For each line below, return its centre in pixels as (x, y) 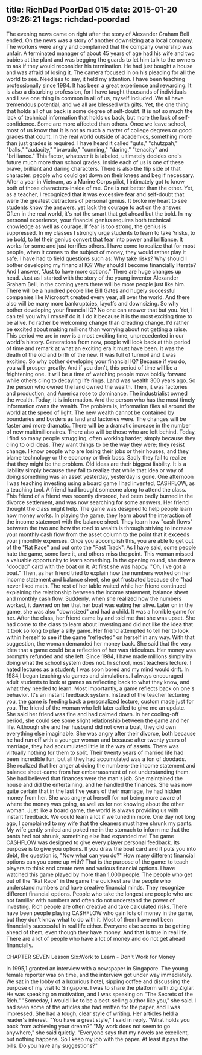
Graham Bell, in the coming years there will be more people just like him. (96, 284)
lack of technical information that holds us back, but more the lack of (92, 117)
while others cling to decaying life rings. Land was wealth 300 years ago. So (101, 380)
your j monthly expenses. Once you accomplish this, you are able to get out (100, 540)
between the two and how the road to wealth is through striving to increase (99, 528)
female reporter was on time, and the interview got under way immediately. (99, 975)
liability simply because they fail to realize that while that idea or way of (95, 470)
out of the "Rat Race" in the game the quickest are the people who (89, 880)
